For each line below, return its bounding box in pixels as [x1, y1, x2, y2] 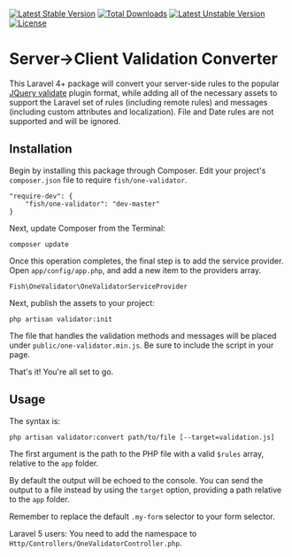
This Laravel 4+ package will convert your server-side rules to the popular [9, 78, 280, 89]
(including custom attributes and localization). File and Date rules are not [9, 106, 274, 117]
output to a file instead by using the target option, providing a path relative [9, 484, 281, 495]
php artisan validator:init [9, 315, 113, 324]
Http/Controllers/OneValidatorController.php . [9, 537, 182, 548]
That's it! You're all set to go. [9, 366, 114, 377]
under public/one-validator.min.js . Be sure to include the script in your [9, 340, 274, 350]
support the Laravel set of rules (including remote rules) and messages [9, 97, 268, 107]
